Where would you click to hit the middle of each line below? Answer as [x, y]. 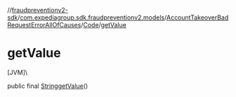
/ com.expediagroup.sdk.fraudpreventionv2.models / [92, 17]
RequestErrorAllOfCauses [44, 25]
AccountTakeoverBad [197, 17]
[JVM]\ [18, 72]
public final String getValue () [48, 86]
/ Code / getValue [103, 25]
